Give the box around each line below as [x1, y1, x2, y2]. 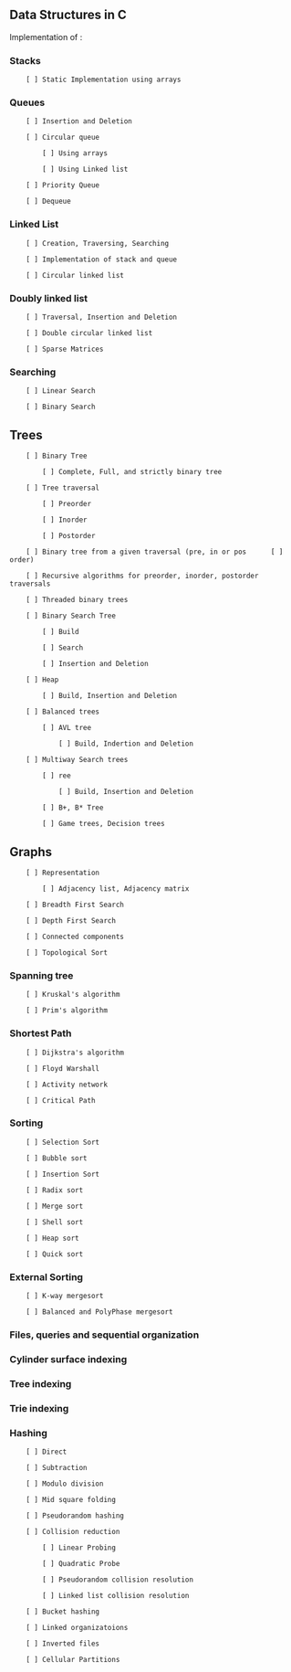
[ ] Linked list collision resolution [42, 1592, 190, 1601]
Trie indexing [9, 1402, 69, 1414]
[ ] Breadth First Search [26, 900, 125, 909]
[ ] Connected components [26, 932, 125, 941]
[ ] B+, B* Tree [42, 803, 104, 812]
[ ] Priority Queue [26, 181, 100, 190]
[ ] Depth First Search [26, 915, 117, 926]
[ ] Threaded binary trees [26, 596, 129, 605]
